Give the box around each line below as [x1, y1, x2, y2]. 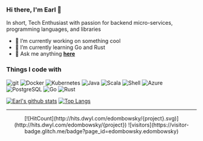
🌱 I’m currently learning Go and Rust [14, 44, 106, 51]
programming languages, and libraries [6, 25, 101, 33]
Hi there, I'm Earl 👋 [6, 5, 62, 14]
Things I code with [6, 65, 62, 74]
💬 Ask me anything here [14, 50, 76, 57]
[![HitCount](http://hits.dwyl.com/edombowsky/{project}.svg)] [24, 114, 179, 122]
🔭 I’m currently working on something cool [14, 38, 121, 45]
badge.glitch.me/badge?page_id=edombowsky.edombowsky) [24, 127, 179, 135]
